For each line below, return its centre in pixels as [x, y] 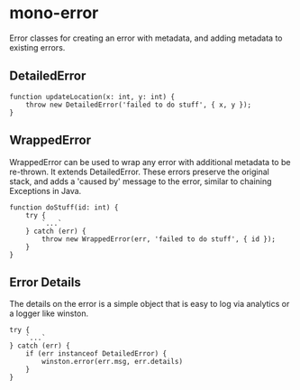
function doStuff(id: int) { [64, 207]
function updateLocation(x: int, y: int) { [92, 97]
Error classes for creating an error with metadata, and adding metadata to [146, 38]
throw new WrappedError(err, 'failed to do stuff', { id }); [159, 239]
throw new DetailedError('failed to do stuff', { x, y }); [139, 105]
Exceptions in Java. [45, 190]
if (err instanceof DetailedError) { [96, 354]
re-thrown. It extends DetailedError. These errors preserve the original [140, 172]
